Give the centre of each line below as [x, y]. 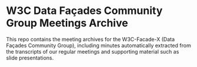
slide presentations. [30, 58]
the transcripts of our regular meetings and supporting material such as [93, 51]
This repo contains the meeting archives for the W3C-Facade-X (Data [91, 39]
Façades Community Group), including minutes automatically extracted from [98, 45]
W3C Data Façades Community [84, 11]
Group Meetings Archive [67, 23]
